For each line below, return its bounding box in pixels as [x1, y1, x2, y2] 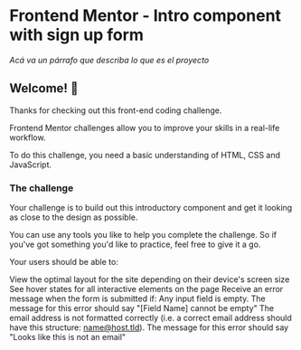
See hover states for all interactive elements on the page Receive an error [9, 284, 284, 295]
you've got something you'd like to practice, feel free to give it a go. [9, 239, 261, 250]
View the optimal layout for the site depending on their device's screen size [9, 274, 290, 285]
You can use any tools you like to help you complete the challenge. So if [9, 230, 277, 241]
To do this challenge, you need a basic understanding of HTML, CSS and [9, 149, 281, 160]
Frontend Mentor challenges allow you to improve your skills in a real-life [9, 122, 280, 133]
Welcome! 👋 [9, 80, 79, 96]
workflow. [9, 132, 46, 143]
